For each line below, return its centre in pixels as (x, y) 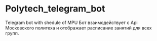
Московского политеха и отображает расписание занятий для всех (78, 27)
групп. (12, 33)
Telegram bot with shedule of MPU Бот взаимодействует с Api (71, 22)
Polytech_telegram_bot (55, 9)
